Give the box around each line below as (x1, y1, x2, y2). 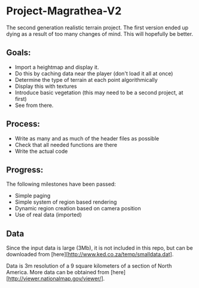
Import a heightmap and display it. (14, 63, 99, 71)
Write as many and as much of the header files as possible (14, 134, 160, 142)
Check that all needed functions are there (14, 141, 118, 148)
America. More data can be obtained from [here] (6, 269, 126, 276)
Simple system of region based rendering (14, 198, 117, 206)
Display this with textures (14, 82, 77, 90)
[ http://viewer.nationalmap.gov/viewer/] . (6, 275, 105, 282)
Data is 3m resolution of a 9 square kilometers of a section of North (6, 262, 172, 269)
